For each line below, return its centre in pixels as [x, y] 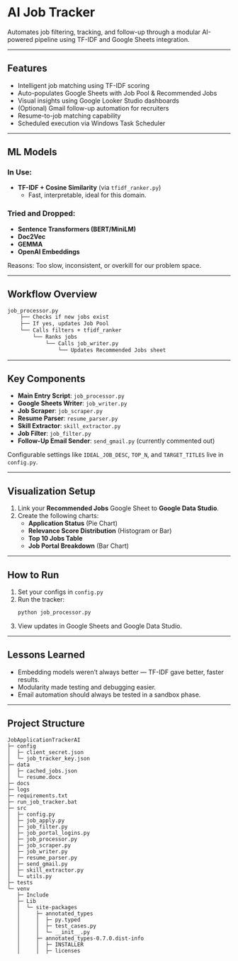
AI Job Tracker [51, 12]
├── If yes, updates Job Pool [65, 324]
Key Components [46, 379]
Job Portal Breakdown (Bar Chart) [79, 546]
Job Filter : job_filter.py [54, 434]
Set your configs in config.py [61, 592]
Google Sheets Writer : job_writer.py [72, 403]
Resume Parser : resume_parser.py [68, 418]
